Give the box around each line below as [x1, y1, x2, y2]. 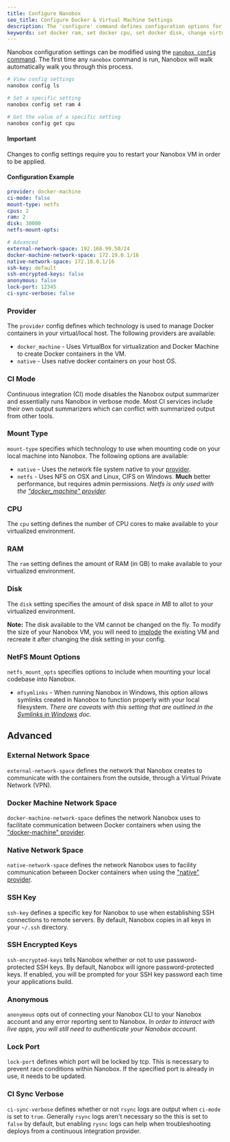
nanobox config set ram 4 [7, 101, 81, 108]
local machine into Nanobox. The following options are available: [7, 451, 190, 460]
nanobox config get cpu [7, 119, 75, 127]
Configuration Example [7, 173, 75, 181]
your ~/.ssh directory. [7, 923, 69, 931]
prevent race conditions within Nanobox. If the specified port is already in [7, 1065, 214, 1073]
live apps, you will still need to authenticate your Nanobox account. [7, 1025, 197, 1033]
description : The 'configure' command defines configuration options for [7, 23, 222, 30]
